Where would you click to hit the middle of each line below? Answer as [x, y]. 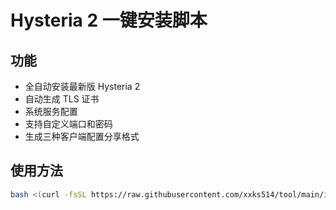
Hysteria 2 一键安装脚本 [109, 20]
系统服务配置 [51, 111]
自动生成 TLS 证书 [62, 99]
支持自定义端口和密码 [68, 124]
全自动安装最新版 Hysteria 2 [82, 86]
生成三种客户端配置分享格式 [82, 136]
